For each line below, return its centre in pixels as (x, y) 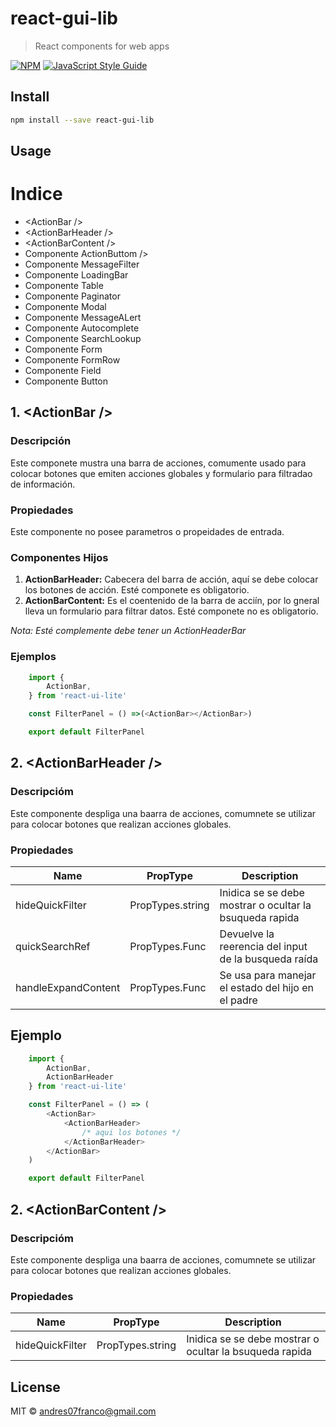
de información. (43, 484)
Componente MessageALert (83, 317)
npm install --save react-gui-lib (82, 120)
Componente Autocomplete (82, 328)
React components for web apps (102, 46)
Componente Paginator (72, 296)
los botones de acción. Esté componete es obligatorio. (137, 590)
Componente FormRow (72, 359)
